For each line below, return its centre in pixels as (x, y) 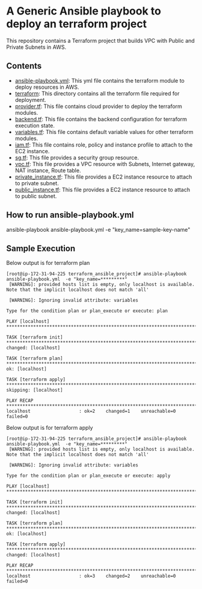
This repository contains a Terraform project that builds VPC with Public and (101, 40)
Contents (24, 66)
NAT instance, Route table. (48, 170)
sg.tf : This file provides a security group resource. (77, 158)
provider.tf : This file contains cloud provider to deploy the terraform (98, 106)
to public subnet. (36, 196)
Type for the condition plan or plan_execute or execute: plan (87, 311)
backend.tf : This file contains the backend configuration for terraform (101, 119)
